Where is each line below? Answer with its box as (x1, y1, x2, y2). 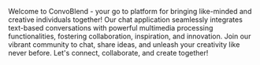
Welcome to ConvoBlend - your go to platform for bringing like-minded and (8, 7, 252, 16)
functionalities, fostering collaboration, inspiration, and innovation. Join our (8, 31, 251, 41)
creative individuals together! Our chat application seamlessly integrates (8, 15, 243, 24)
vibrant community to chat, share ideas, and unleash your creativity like (8, 40, 240, 49)
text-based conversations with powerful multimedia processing (8, 23, 214, 32)
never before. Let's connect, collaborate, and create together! (8, 49, 209, 57)
